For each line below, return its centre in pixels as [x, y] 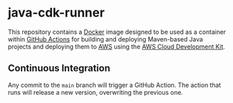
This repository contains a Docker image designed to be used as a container [117, 32]
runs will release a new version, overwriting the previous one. [95, 92]
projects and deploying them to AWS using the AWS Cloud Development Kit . [116, 46]
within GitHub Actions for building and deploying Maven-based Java [105, 39]
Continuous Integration [59, 68]
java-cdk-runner [56, 13]
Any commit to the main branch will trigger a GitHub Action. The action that [114, 85]
